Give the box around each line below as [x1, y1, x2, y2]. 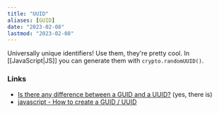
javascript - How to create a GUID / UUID [17, 98, 137, 106]
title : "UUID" [7, 10, 49, 18]
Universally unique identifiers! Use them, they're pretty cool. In [7, 49, 189, 58]
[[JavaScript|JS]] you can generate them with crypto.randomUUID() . [7, 57, 204, 65]
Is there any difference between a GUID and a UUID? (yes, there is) [17, 90, 213, 98]
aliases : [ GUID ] [7, 17, 55, 24]
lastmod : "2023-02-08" [7, 29, 74, 37]
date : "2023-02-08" [7, 23, 65, 30]
